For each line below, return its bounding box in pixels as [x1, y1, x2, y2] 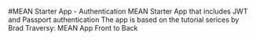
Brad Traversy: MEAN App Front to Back [8, 24, 138, 32]
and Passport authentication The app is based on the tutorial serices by [8, 15, 240, 24]
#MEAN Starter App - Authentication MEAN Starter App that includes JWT [8, 7, 248, 16]
